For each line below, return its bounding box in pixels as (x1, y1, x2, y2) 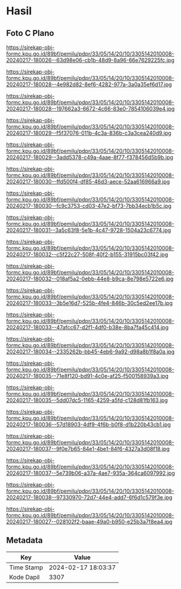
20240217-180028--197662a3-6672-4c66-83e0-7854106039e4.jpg (6, 105, 175, 112)
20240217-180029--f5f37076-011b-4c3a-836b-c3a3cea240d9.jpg (6, 130, 171, 136)
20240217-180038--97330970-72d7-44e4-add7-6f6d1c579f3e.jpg (6, 494, 173, 501)
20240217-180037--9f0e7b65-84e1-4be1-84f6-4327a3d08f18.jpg (6, 445, 170, 452)
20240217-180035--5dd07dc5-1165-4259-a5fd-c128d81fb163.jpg (6, 396, 168, 404)
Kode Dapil (9, 573, 40, 581)
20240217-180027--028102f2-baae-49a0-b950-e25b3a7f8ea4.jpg (6, 518, 173, 525)
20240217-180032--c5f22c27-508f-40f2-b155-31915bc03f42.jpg (6, 251, 168, 258)
